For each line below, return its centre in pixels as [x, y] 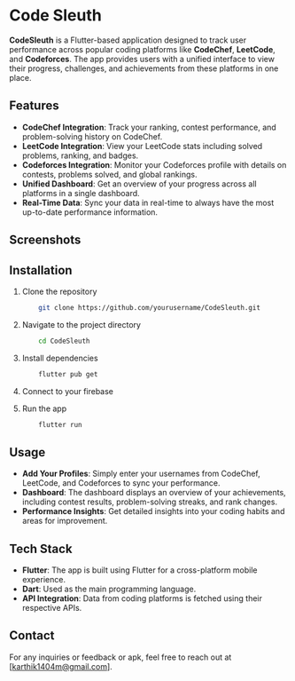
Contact [32, 636]
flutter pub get [68, 374]
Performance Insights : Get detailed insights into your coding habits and [153, 511]
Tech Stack [41, 548]
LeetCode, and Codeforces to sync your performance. [121, 483]
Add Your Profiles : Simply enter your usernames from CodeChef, [141, 474]
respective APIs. [52, 608]
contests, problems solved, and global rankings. [109, 174]
